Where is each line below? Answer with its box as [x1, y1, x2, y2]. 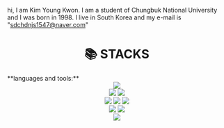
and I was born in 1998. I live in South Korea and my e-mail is [7, 13, 182, 22]
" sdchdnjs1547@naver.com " [7, 21, 89, 29]
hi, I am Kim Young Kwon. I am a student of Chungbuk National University [7, 6, 218, 14]
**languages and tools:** [7, 74, 80, 82]
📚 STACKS [84, 47, 150, 62]
